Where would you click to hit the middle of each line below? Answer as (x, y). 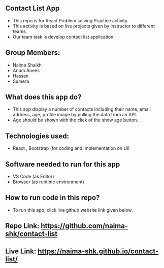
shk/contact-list (31, 234)
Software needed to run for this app (63, 164)
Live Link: (21, 251)
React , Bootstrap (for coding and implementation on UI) (71, 148)
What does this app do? (43, 97)
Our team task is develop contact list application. (64, 37)
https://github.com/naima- (84, 226)
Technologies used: (37, 136)
